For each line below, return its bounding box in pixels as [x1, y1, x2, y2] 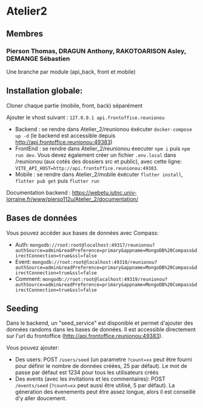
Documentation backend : [6, 188, 71, 196]
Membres [6, 29, 44, 39]
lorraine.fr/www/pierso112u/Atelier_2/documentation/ [6, 195, 139, 202]
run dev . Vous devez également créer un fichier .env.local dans [15, 151, 177, 159]
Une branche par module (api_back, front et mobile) [6, 68, 136, 75]
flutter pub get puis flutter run [15, 177, 100, 184]
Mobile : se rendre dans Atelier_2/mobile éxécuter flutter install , [15, 170, 184, 178]
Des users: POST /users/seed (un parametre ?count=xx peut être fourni [15, 356, 192, 363]
